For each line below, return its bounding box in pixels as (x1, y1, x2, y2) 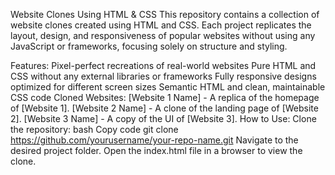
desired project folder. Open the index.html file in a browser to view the (10, 145, 303, 156)
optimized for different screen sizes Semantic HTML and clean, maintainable (10, 81, 326, 93)
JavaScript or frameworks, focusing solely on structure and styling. (10, 40, 288, 52)
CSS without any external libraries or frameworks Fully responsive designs (10, 70, 317, 82)
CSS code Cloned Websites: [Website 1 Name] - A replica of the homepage (10, 92, 320, 103)
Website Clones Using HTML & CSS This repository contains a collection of (10, 9, 320, 20)
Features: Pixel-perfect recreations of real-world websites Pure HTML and (10, 60, 317, 71)
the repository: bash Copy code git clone (10, 124, 179, 135)
